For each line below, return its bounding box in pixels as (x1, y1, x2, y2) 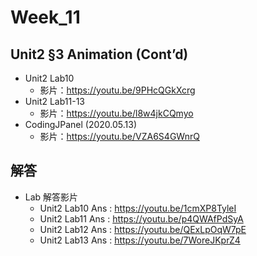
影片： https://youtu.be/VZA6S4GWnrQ (39, 131, 200, 142)
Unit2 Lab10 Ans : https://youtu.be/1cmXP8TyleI (39, 202, 237, 214)
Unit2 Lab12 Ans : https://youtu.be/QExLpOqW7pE (39, 223, 247, 235)
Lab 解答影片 (24, 191, 79, 203)
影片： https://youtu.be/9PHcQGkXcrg (39, 84, 196, 96)
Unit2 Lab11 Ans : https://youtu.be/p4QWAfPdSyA (39, 212, 244, 225)
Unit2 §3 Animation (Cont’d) (10, 46, 189, 63)
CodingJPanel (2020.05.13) (24, 119, 137, 130)
